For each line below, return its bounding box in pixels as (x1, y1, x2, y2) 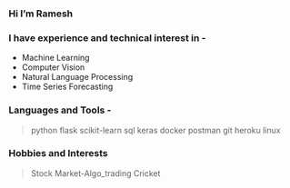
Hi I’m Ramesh (8, 7, 74, 20)
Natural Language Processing (21, 72, 134, 83)
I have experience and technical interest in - (8, 31, 206, 44)
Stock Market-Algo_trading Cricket (30, 167, 161, 179)
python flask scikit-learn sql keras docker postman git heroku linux (30, 124, 281, 135)
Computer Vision (21, 62, 85, 73)
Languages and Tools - (8, 104, 112, 116)
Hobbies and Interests (8, 147, 108, 160)
